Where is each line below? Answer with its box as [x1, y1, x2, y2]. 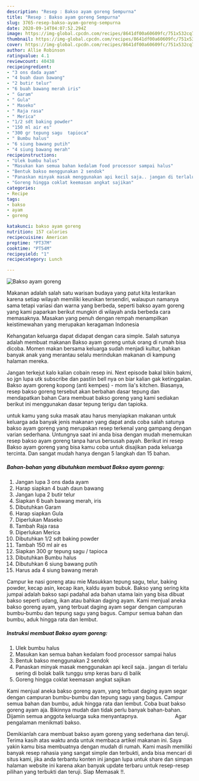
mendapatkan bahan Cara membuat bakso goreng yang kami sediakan [6, 394, 179, 401]
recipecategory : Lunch [6, 256, 63, 263]
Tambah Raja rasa [15, 522, 60, 530]
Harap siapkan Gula [15, 510, 64, 517]
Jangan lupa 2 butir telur [15, 491, 76, 498]
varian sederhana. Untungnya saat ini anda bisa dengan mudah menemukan [6, 431, 192, 438]
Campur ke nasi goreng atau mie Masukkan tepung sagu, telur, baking [6, 578, 178, 585]
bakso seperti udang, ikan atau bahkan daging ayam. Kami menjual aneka [6, 597, 186, 604]
